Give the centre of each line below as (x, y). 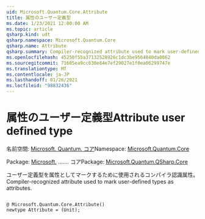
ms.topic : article (30, 29)
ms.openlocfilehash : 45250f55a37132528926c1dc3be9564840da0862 (88, 57)
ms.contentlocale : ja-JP (38, 74)
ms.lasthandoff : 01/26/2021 (42, 80)
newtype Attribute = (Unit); (43, 210)
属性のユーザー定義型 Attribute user (96, 118)
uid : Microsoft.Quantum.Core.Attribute (57, 12)
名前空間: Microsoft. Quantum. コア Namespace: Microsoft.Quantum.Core (98, 149)
